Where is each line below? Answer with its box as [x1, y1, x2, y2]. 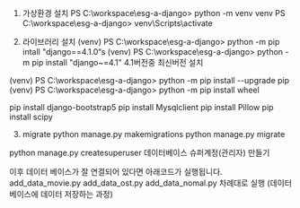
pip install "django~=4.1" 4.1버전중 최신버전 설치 [31, 57, 204, 67]
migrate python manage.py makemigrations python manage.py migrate [22, 129, 286, 139]
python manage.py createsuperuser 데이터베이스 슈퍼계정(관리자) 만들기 [9, 147, 270, 158]
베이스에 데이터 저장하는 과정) [9, 189, 114, 199]
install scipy [9, 111, 54, 122]
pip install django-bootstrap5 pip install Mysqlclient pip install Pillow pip [9, 102, 274, 112]
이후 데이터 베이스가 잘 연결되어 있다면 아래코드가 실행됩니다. [9, 167, 223, 177]
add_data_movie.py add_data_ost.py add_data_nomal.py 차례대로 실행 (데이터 [9, 178, 292, 188]
